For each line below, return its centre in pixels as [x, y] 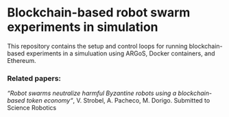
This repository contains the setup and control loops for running [97, 46]
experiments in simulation [83, 27]
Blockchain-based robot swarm [99, 13]
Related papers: [34, 78]
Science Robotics [32, 108]
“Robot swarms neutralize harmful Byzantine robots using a [92, 93]
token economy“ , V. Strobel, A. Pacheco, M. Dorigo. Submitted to [118, 101]
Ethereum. [22, 60]
